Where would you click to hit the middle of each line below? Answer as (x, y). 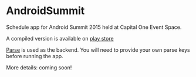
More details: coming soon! (39, 67)
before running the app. (35, 56)
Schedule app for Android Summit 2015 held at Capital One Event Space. (94, 27)
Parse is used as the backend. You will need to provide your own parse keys (98, 50)
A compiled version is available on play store (60, 38)
